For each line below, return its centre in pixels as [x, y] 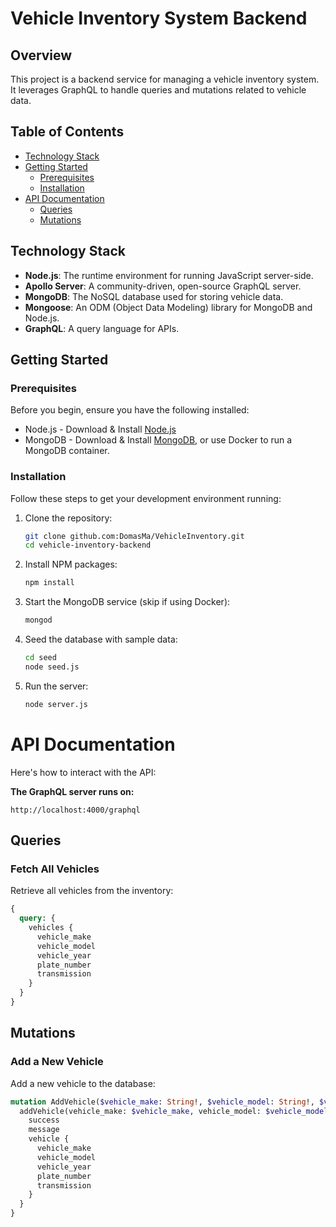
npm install [49, 583]
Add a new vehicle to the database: [83, 1083]
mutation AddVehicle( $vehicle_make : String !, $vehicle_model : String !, [162, 1102]
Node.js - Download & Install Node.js [100, 429]
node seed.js [52, 667]
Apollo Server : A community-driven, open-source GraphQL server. [163, 286]
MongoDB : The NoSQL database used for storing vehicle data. [154, 296]
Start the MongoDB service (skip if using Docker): [127, 602]
